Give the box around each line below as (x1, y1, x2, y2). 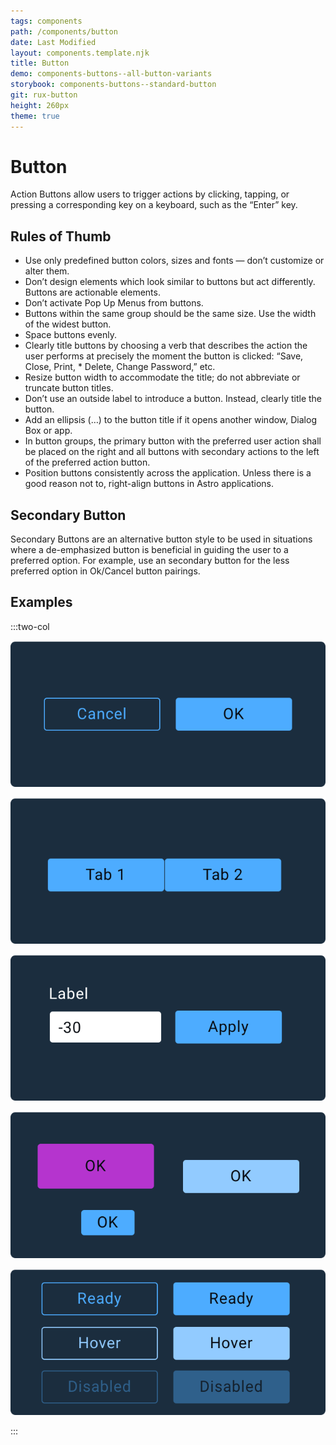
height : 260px (10, 100, 70, 110)
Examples (10, 594, 73, 611)
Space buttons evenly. (24, 329, 117, 341)
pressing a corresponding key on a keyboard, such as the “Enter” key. (10, 199, 298, 211)
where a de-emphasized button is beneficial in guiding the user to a (10, 544, 289, 556)
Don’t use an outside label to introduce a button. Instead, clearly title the (24, 393, 323, 405)
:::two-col (10, 620, 50, 632)
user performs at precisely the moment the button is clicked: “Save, (24, 350, 304, 362)
